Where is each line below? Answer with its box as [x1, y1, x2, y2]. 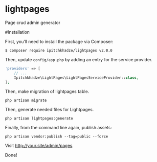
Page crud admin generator [5, 20, 61, 25]
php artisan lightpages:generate [5, 116, 73, 121]
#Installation [5, 29, 30, 35]
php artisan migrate [5, 98, 47, 103]
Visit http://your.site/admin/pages [5, 143, 72, 149]
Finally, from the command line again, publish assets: [5, 125, 112, 131]
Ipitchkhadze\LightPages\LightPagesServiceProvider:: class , [14, 75, 139, 80]
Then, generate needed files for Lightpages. [5, 107, 94, 113]
